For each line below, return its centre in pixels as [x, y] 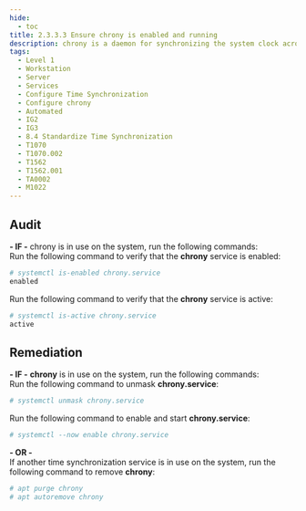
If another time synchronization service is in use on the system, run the [143, 462]
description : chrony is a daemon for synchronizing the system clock [144, 43]
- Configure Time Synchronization [83, 94]
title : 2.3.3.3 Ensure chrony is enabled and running [114, 35]
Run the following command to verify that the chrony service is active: [141, 298]
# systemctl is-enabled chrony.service [85, 273]
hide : [20, 18]
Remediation [46, 352]
